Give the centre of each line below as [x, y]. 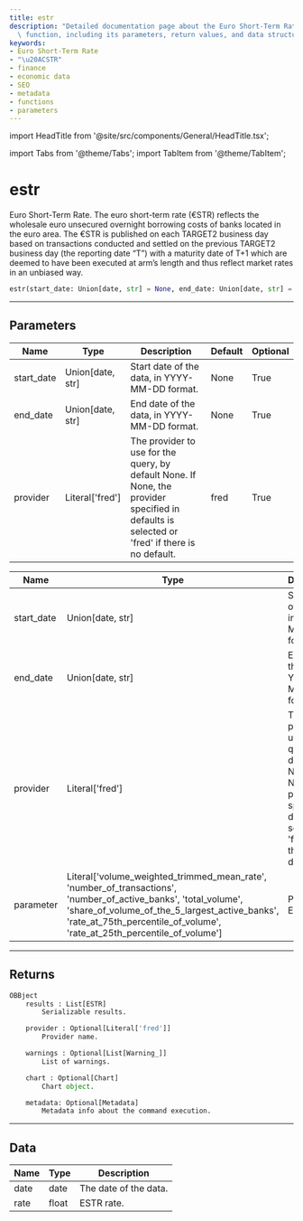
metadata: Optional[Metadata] [83, 1103]
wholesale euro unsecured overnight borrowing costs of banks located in [145, 225]
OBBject [24, 995]
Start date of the [165, 366]
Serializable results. [84, 1012]
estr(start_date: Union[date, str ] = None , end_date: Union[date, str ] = [151, 289]
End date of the [163, 403]
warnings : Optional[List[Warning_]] [96, 1054]
